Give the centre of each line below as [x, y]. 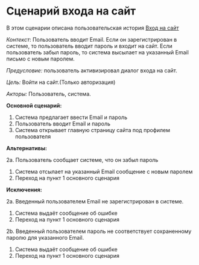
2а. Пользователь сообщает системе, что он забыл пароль [82, 160]
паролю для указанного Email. [45, 237]
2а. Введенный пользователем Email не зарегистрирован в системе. [95, 201]
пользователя [33, 136]
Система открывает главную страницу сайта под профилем [93, 130]
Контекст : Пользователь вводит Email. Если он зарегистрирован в [92, 39]
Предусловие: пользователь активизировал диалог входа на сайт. [92, 70]
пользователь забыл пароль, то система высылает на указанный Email [97, 52]
